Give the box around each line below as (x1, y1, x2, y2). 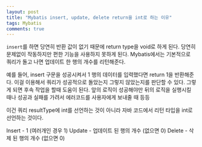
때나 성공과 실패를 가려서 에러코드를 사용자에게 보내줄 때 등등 (6, 94, 150, 101)
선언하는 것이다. (6, 114, 44, 122)
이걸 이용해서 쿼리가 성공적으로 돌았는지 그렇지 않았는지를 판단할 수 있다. (14, 79, 186, 86)
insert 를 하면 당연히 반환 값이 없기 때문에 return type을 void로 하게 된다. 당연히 (6, 43, 196, 50)
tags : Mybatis (6, 20, 42, 26)
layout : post (6, 8, 39, 15)
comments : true (6, 25, 45, 32)
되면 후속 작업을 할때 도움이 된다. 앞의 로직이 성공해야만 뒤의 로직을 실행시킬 (12, 86, 192, 94)
